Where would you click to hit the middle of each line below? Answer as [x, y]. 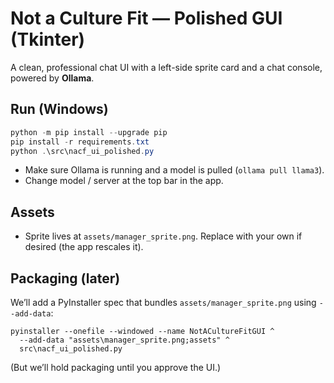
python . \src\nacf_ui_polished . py [82, 151]
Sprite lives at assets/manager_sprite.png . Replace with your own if [163, 236]
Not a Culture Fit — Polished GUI [146, 18]
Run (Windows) [59, 109]
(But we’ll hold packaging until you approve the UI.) [116, 367]
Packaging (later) [65, 278]
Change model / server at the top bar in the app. [124, 181]
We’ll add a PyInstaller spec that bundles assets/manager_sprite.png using [163, 302]
